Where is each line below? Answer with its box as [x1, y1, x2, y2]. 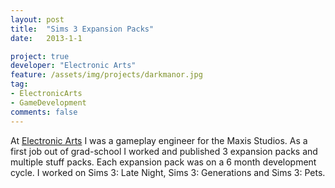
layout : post [10, 14, 65, 25]
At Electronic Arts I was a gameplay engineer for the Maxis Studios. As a [10, 134, 308, 146]
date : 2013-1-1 [10, 33, 83, 43]
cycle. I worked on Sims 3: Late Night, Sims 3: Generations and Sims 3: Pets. [10, 166, 326, 178]
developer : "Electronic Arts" [10, 61, 137, 71]
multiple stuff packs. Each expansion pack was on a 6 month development [10, 156, 317, 168]
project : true [10, 51, 70, 61]
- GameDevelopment [10, 97, 87, 108]
